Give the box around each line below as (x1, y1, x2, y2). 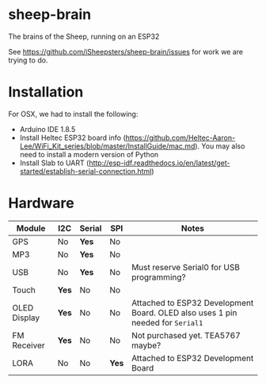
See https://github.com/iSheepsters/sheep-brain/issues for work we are (8, 47, 244, 56)
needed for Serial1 (131, 317, 203, 328)
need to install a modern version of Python (19, 149, 159, 159)
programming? (131, 271, 186, 282)
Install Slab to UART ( (19, 158, 89, 168)
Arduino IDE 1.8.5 (19, 124, 76, 134)
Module (16, 223, 46, 234)
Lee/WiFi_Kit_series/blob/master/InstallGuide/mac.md (19, 141, 196, 151)
